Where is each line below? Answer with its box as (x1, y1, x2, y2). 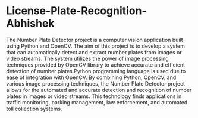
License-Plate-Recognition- (6, 4, 147, 18)
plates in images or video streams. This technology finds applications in (6, 93, 182, 100)
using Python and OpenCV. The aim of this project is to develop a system (6, 42, 186, 50)
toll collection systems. (6, 105, 62, 112)
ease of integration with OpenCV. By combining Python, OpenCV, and (6, 74, 177, 81)
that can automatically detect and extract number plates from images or (6, 48, 183, 55)
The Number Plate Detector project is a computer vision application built (6, 36, 183, 43)
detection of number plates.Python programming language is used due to (6, 67, 186, 74)
